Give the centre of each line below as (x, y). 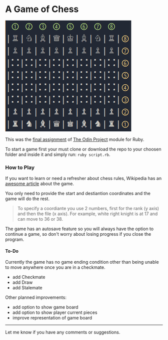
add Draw (22, 282)
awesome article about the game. (39, 184)
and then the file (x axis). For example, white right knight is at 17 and (87, 214)
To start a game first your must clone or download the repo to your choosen (83, 149)
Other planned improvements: (36, 297)
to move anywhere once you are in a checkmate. (55, 267)
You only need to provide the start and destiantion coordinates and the (78, 194)
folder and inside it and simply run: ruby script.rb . (58, 154)
